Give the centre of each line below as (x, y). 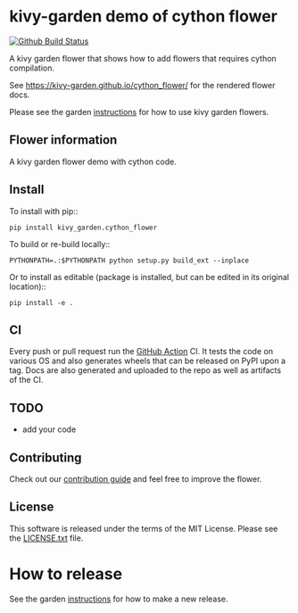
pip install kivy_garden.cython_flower (83, 228)
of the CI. (26, 380)
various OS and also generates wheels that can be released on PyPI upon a (148, 361)
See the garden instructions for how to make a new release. (119, 599)
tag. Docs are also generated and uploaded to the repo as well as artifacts (145, 370)
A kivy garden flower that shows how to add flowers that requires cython (143, 58)
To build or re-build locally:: (60, 244)
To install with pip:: (44, 211)
